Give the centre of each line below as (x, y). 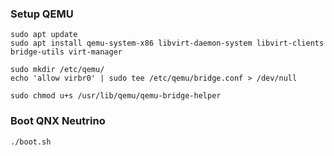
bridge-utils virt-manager (66, 52)
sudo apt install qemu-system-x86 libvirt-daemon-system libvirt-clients (167, 43)
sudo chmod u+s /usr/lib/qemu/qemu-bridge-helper (116, 96)
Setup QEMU (42, 14)
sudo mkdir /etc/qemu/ (57, 70)
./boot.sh (31, 142)
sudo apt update (44, 35)
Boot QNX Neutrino (58, 121)
